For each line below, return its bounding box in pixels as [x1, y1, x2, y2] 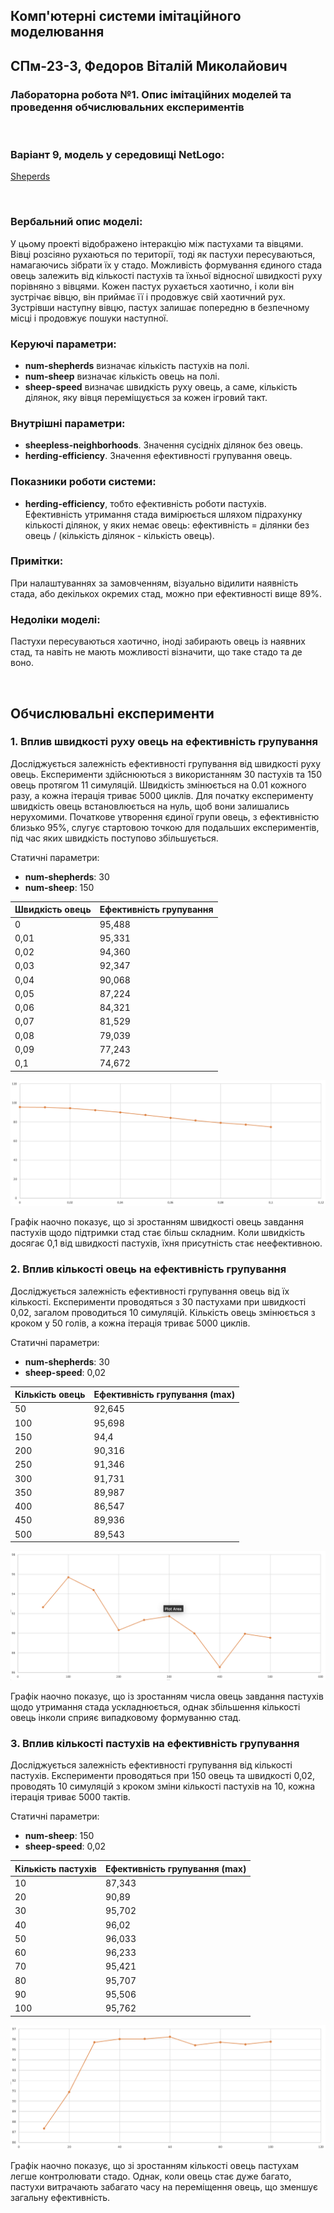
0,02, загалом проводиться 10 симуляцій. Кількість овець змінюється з [10, 1306, 316, 1318]
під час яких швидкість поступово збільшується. [10, 832, 219, 844]
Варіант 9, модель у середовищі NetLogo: [10, 148, 225, 161]
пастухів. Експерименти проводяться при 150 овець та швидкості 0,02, [10, 1770, 315, 1782]
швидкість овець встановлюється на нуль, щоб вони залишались [10, 800, 290, 812]
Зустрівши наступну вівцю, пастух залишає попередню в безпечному [10, 301, 310, 313]
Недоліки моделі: [10, 612, 101, 626]
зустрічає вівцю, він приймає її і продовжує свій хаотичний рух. [10, 290, 286, 303]
